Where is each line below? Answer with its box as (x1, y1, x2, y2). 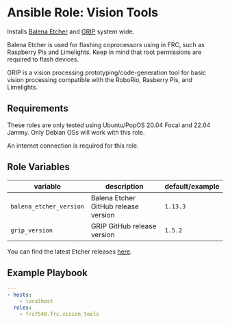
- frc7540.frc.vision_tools (19, 310, 99, 317)
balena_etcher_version (10, 202, 84, 210)
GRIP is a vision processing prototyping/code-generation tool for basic (7, 68, 207, 77)
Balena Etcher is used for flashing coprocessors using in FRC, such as (7, 40, 205, 49)
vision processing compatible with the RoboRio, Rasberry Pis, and (7, 75, 193, 83)
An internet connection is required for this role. (7, 141, 139, 150)
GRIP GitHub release (90, 221, 157, 230)
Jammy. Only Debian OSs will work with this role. (7, 128, 145, 136)
